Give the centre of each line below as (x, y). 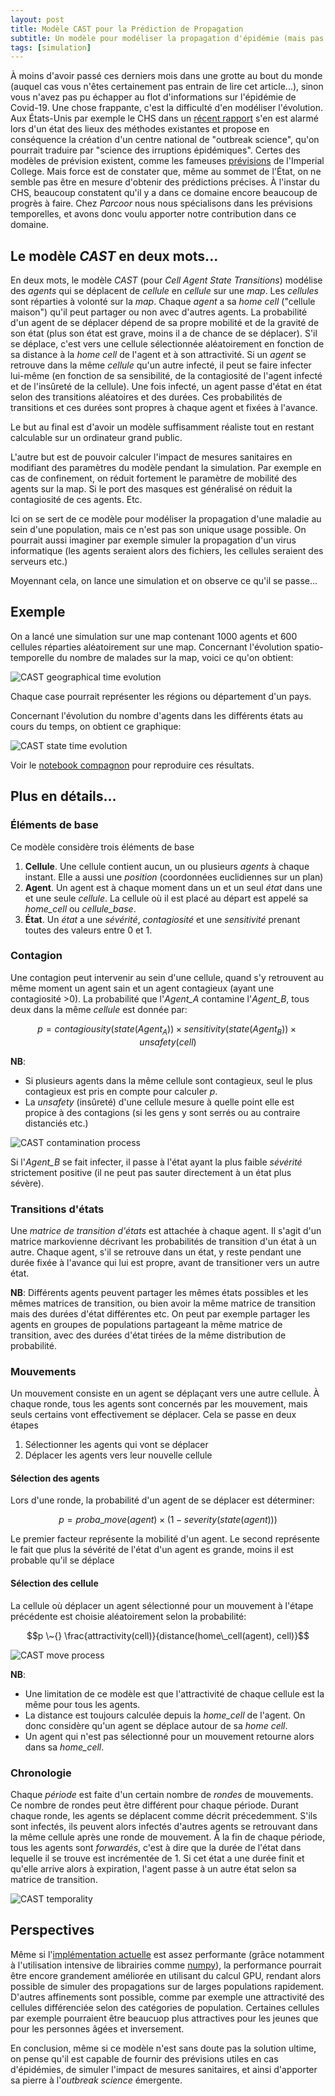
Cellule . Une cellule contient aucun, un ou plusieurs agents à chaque (167, 866)
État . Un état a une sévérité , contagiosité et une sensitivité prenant (162, 919)
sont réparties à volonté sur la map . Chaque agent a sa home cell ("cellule (163, 302)
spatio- (309, 647)
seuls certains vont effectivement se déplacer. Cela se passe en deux (153, 1415)
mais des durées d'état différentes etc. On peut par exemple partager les (160, 1313)
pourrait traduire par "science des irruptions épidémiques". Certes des (155, 150)
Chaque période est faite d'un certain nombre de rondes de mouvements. (162, 1794)
